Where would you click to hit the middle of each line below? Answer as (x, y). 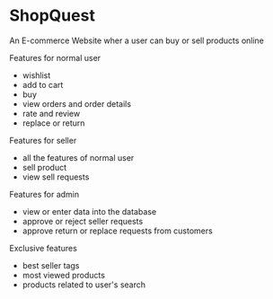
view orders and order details (77, 103)
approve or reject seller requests (83, 221)
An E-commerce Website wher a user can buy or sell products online (137, 40)
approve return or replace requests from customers (117, 231)
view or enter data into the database (89, 211)
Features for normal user (55, 57)
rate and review (51, 113)
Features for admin (44, 194)
